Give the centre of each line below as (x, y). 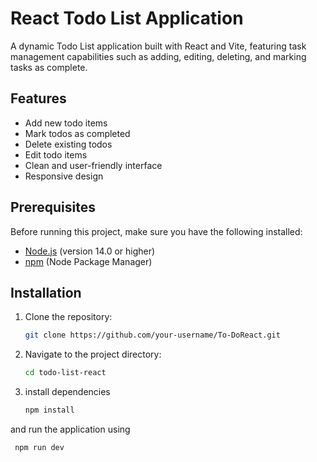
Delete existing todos (68, 144)
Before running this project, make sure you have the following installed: (156, 231)
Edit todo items (56, 154)
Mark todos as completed (77, 133)
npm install (49, 410)
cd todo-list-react (65, 373)
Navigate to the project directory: (93, 354)
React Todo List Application (127, 18)
